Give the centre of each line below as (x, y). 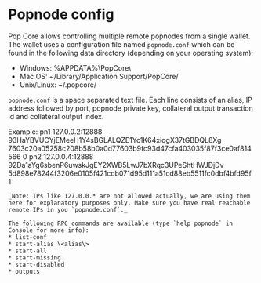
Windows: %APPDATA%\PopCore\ (75, 67)
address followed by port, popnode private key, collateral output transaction (130, 108)
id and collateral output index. (56, 116)
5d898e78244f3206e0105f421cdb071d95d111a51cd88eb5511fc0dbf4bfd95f (130, 173)
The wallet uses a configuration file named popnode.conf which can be (121, 44)
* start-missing (34, 258)
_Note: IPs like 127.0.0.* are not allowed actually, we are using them (129, 196)
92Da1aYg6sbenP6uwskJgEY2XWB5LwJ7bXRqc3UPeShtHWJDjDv (116, 165)
